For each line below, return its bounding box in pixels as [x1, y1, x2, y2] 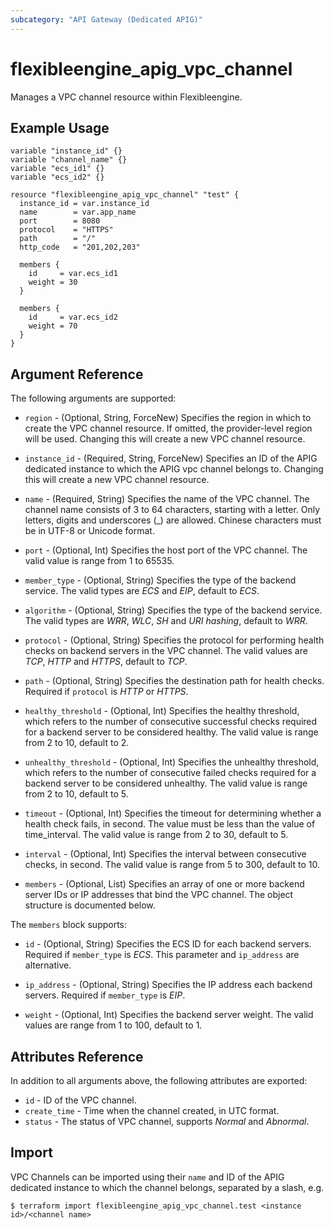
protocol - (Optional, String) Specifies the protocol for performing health [24, 634, 325, 646]
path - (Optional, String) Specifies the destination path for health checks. [24, 675, 325, 687]
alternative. [24, 959, 72, 971]
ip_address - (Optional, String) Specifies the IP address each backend [24, 979, 313, 991]
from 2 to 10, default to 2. [24, 737, 130, 749]
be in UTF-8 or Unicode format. [24, 525, 155, 537]
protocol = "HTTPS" [19, 225, 114, 235]
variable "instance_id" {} [10, 146, 123, 156]
